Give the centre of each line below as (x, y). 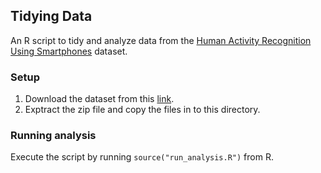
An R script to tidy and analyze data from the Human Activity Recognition (161, 40)
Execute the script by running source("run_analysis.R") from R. (142, 157)
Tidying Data (51, 16)
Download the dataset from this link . (99, 99)
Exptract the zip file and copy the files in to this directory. (142, 110)
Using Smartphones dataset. (69, 51)
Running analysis (53, 136)
